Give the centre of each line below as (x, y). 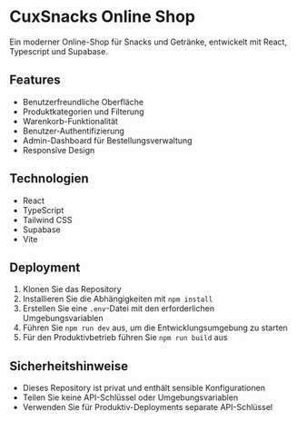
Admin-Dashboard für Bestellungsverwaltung (107, 140)
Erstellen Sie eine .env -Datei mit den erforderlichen (119, 308)
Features (35, 80)
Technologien (49, 179)
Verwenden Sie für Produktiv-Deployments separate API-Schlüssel (148, 407)
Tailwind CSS (47, 220)
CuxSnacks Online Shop (102, 17)
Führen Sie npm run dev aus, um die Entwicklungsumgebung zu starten (155, 328)
